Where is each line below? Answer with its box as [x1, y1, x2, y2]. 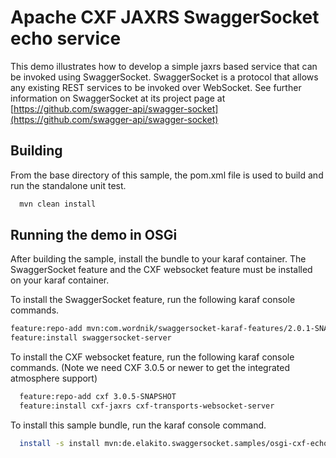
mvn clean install [19, 199, 97, 209]
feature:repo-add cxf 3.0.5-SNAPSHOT [19, 392, 177, 402]
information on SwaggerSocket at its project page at [10, 92, 226, 104]
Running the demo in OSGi [10, 227, 178, 244]
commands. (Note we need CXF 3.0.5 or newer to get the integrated [10, 362, 290, 374]
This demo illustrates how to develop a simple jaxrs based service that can [10, 60, 318, 72]
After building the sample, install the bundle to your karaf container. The [10, 253, 307, 265]
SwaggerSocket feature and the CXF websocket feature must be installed [10, 264, 313, 276]
